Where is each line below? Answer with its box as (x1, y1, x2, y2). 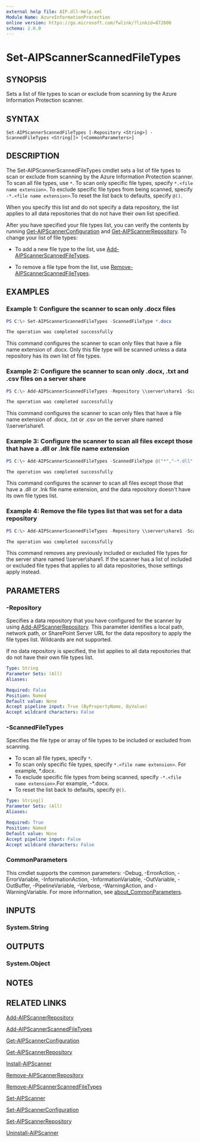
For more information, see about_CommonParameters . (49, 888, 183, 895)
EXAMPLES (6, 287, 49, 297)
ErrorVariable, (6, 876, 40, 883)
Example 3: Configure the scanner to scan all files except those (6, 437, 193, 445)
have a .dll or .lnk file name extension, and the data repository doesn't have (6, 486, 191, 493)
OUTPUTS (6, 942, 45, 952)
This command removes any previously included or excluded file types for (6, 550, 188, 557)
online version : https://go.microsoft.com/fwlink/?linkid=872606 (6, 20, 171, 26)
